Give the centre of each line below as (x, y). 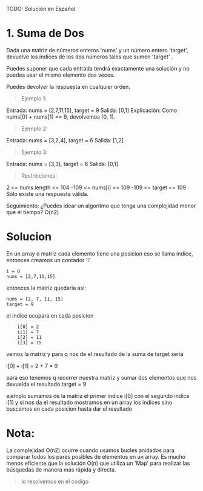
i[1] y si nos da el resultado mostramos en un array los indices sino (89, 402)
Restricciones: (39, 175)
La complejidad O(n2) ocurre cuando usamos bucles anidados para (90, 450)
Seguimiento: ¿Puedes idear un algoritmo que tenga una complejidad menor (101, 206)
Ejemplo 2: (34, 128)
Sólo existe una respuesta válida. (48, 193)
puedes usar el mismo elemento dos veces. (61, 75)
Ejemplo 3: (35, 152)
